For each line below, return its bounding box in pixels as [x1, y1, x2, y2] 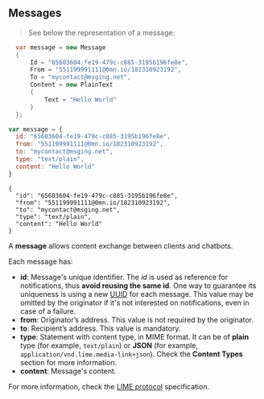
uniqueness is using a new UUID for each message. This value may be [19, 289, 254, 298]
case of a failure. [19, 306, 76, 316]
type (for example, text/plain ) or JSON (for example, [19, 340, 199, 350]
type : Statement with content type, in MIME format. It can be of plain [19, 331, 250, 341]
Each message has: [8, 257, 73, 266]
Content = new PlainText [29, 80, 113, 89]
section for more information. [19, 357, 118, 367]
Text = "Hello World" [43, 96, 117, 104]
